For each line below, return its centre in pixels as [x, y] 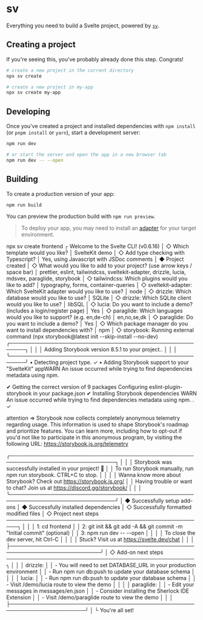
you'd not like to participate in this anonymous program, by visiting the [94, 437]
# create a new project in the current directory [70, 70]
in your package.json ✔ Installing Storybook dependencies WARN [115, 394]
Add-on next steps [140, 552]
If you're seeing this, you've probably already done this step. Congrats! [95, 59]
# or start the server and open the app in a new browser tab [86, 154]
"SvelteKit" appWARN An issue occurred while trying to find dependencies [99, 369]
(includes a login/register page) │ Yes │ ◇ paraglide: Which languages [95, 311]
